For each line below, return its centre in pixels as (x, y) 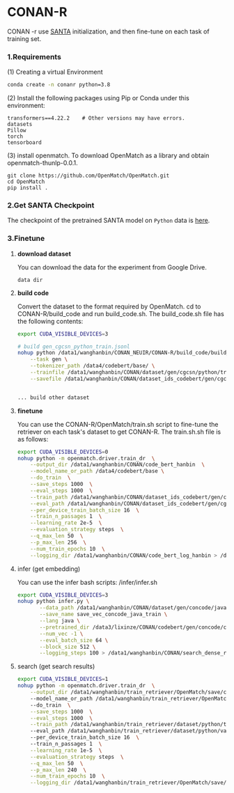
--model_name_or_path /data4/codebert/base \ (97, 471)
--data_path (57, 608)
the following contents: (50, 321)
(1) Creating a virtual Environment (55, 72)
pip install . (28, 188)
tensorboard (24, 143)
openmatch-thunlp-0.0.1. (42, 163)
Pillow (17, 131)
